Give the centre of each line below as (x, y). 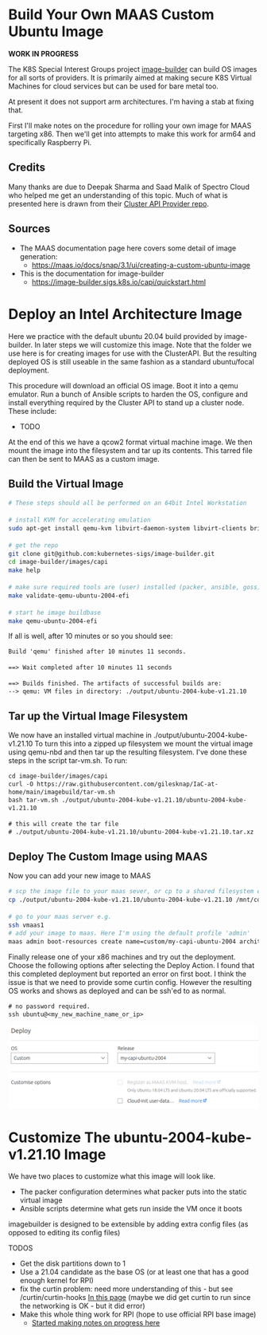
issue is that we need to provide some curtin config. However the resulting (130, 983)
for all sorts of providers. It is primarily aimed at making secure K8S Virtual (130, 77)
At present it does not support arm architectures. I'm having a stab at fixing (131, 101)
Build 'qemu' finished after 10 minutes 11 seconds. (97, 652)
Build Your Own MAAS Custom (111, 15)
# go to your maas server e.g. (60, 916)
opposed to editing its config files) (64, 1233)
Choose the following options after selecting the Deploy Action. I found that (132, 966)
